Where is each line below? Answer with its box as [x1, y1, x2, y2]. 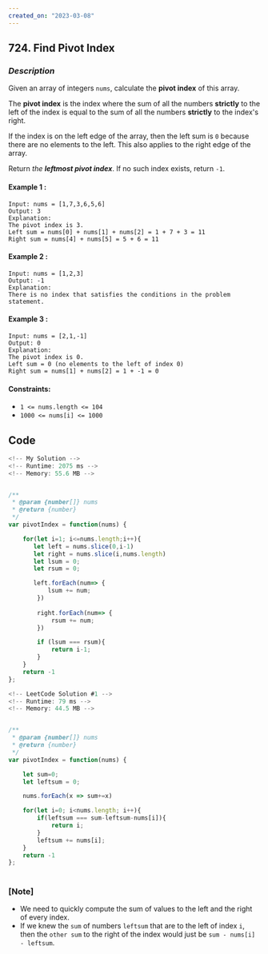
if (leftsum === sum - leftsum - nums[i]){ [37, 814, 166, 822]
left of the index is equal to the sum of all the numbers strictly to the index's [8, 107, 258, 117]
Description [8, 65, 55, 76]
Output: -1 [8, 277, 45, 285]
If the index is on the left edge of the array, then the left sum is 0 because [8, 131, 250, 141]
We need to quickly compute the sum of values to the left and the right [19, 904, 253, 913]
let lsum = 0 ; [33, 557, 81, 565]
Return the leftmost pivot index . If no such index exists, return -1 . [8, 164, 226, 174]
